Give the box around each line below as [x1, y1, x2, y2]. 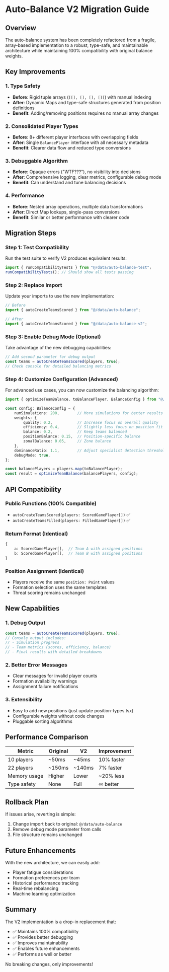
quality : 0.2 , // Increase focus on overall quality [23, 420, 158, 425]
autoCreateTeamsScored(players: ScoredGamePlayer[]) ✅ [12, 511, 131, 517]
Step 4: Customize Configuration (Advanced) [5, 376, 118, 383]
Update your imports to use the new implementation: [5, 293, 115, 299]
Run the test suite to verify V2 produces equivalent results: [5, 255, 127, 261]
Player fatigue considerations [12, 869, 73, 875]
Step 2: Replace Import [5, 281, 62, 288]
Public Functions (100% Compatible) [5, 500, 97, 507]
